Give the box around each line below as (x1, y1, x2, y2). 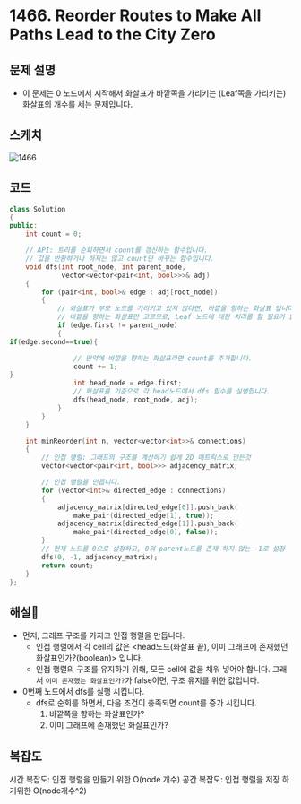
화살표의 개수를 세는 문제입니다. (21, 99, 133, 109)
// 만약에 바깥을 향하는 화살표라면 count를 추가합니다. (73, 353, 253, 363)
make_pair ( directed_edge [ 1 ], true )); (73, 511, 215, 520)
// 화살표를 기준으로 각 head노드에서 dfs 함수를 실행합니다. (73, 387, 271, 396)
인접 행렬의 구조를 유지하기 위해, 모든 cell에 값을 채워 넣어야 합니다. (35, 664, 271, 675)
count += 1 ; (73, 362, 118, 371)
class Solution (9, 204, 66, 213)
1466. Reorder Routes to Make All (9, 5, 262, 26)
